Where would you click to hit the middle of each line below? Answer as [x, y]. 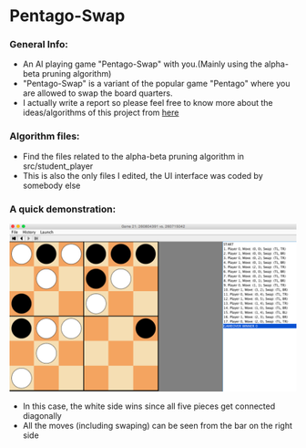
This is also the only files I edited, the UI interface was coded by [143, 175]
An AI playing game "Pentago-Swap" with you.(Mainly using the [142, 64]
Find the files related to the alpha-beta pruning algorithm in [133, 156]
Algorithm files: [45, 136]
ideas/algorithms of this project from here [101, 113]
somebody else [51, 185]
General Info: [39, 45]
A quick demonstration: [63, 209]
